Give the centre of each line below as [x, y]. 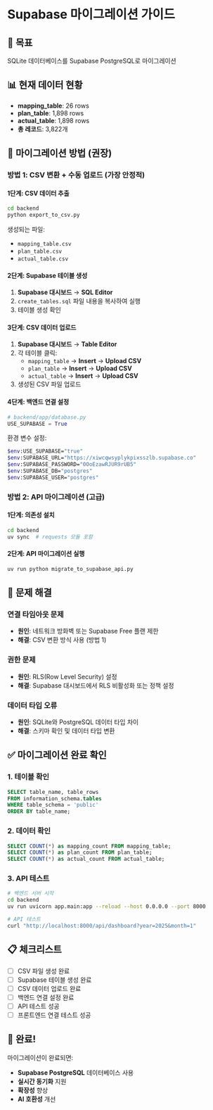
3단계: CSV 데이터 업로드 [42, 327]
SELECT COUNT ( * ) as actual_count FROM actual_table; [86, 859]
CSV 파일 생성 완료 [44, 971]
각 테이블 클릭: [37, 353]
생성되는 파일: [26, 229]
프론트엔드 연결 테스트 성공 [54, 1015]
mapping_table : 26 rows [53, 106]
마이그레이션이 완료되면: [40, 1057]
